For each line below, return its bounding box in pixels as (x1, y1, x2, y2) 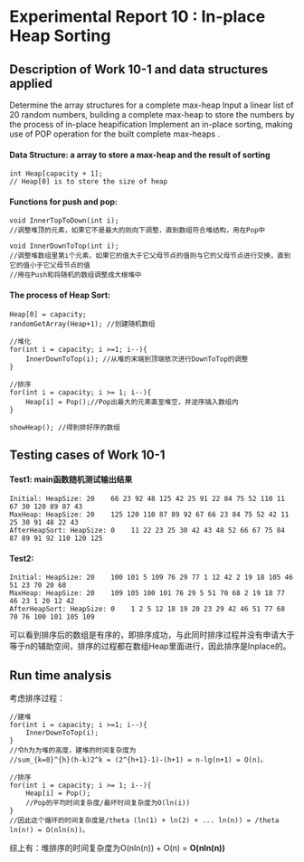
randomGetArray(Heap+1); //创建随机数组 (9, 319, 156, 328)
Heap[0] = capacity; (9, 309, 88, 318)
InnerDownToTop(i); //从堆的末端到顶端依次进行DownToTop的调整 (25, 355, 249, 364)
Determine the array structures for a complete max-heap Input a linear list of (9, 99, 294, 110)
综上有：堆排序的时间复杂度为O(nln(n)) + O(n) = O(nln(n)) (9, 843, 226, 854)
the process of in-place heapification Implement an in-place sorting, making (9, 119, 293, 129)
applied (9, 75, 52, 91)
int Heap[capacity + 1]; (9, 169, 103, 178)
